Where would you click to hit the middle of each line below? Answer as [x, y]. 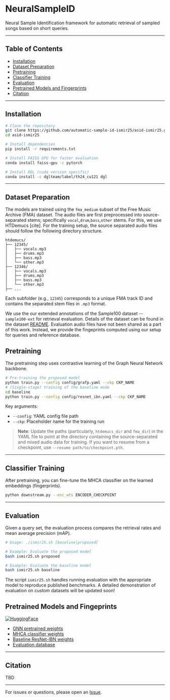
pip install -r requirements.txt [40, 149]
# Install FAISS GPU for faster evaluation [52, 158]
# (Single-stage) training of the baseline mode [57, 387]
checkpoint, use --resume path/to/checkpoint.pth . [71, 448]
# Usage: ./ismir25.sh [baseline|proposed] [52, 542]
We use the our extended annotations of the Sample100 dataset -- [74, 314]
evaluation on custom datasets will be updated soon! [60, 591]
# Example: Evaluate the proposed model [49, 552]
